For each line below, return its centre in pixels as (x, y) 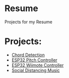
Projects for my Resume (28, 22)
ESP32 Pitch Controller (34, 60)
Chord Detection (28, 55)
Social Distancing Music (36, 70)
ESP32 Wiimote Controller (38, 65)
